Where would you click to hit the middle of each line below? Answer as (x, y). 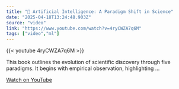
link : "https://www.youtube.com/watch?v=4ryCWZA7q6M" (74, 28)
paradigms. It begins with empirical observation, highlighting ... (83, 68)
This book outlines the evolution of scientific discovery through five (88, 62)
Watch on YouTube (29, 80)
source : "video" (26, 23)
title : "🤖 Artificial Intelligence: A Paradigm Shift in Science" (90, 12)
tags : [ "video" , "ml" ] (33, 34)
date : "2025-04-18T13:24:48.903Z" (49, 17)
